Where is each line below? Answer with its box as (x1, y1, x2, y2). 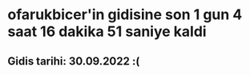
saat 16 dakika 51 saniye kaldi (7, 22, 207, 41)
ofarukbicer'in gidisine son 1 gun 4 (7, 6, 243, 24)
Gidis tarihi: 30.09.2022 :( (7, 54, 140, 68)
